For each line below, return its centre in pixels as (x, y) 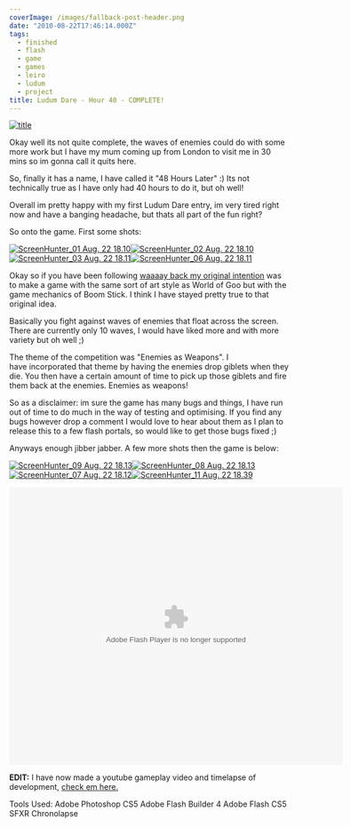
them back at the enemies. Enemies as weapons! (99, 386)
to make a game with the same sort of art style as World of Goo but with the (148, 285)
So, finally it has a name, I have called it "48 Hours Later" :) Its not (130, 179)
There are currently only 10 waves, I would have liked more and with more (144, 330)
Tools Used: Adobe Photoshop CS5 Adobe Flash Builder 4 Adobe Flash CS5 (148, 804)
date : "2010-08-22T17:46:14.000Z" (73, 26)
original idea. (33, 304)
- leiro (32, 76)
